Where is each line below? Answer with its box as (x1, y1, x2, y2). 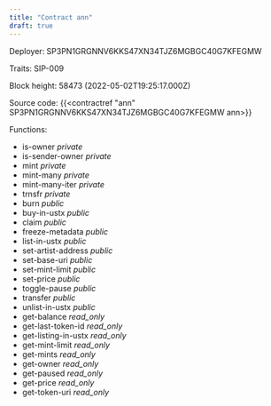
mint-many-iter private (21, 179, 105, 189)
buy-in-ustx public (21, 207, 90, 218)
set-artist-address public (21, 245, 113, 256)
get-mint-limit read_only (21, 339, 111, 350)
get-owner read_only (21, 358, 99, 369)
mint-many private (21, 170, 90, 180)
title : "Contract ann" (9, 12, 93, 22)
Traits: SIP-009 (9, 63, 65, 74)
